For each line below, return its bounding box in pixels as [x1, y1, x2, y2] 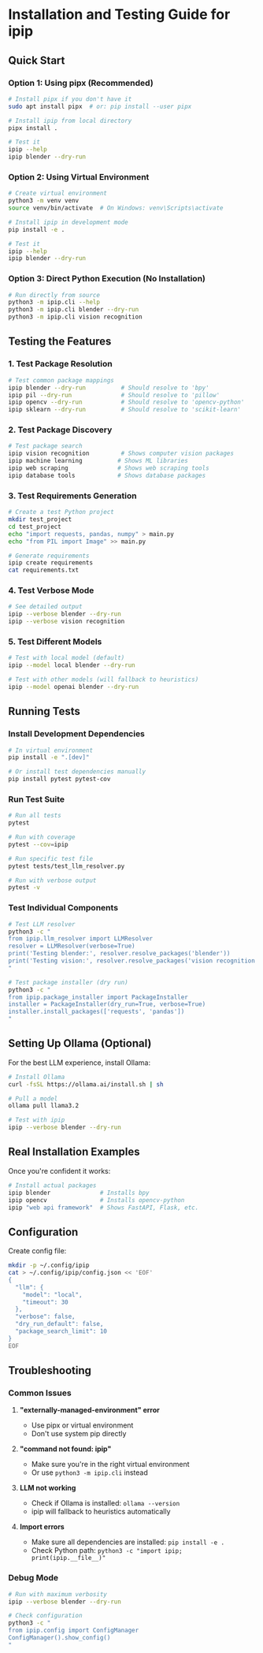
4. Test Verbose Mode [8, 585, 94, 596]
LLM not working [19, 1484, 76, 1493]
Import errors [19, 1522, 65, 1532]
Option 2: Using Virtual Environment [8, 171, 150, 182]
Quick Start [8, 54, 65, 67]
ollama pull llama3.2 [8, 1102, 80, 1110]
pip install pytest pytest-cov [8, 775, 111, 784]
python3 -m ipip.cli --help [8, 298, 101, 307]
